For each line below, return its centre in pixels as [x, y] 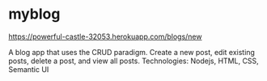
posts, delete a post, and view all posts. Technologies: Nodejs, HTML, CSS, [133, 61]
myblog [34, 14]
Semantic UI [29, 69]
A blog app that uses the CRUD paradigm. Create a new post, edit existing [131, 52]
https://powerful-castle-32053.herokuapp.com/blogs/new [105, 36]
